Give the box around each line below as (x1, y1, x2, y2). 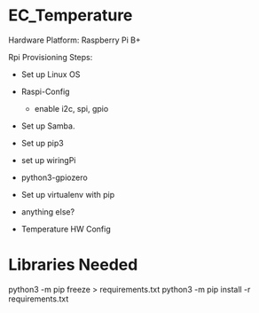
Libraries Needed (8, 254, 138, 275)
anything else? (20, 206, 75, 217)
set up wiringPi (20, 154, 76, 165)
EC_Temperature (8, 5, 133, 26)
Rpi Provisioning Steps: (8, 51, 93, 62)
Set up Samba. (20, 121, 75, 131)
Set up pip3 (20, 137, 64, 148)
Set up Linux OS (20, 68, 81, 80)
